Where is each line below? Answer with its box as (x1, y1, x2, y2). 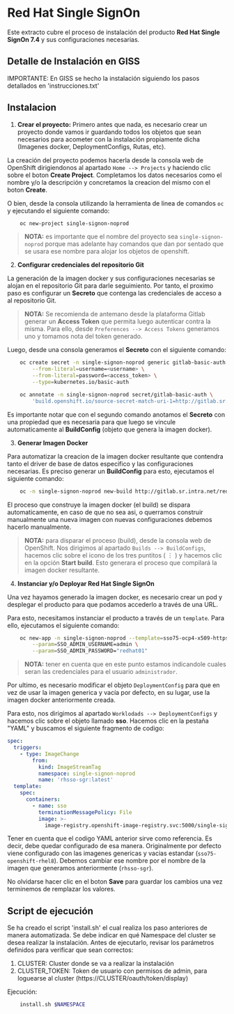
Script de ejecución (7, 905, 94, 917)
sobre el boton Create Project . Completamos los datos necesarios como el (7, 171, 222, 179)
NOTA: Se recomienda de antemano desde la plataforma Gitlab (24, 310, 205, 318)
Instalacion (7, 102, 57, 114)
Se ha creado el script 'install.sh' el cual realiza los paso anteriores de (7, 923, 208, 932)
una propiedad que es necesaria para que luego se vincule (7, 417, 176, 426)
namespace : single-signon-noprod (38, 770, 136, 777)
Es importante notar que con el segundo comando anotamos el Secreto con (7, 410, 226, 419)
